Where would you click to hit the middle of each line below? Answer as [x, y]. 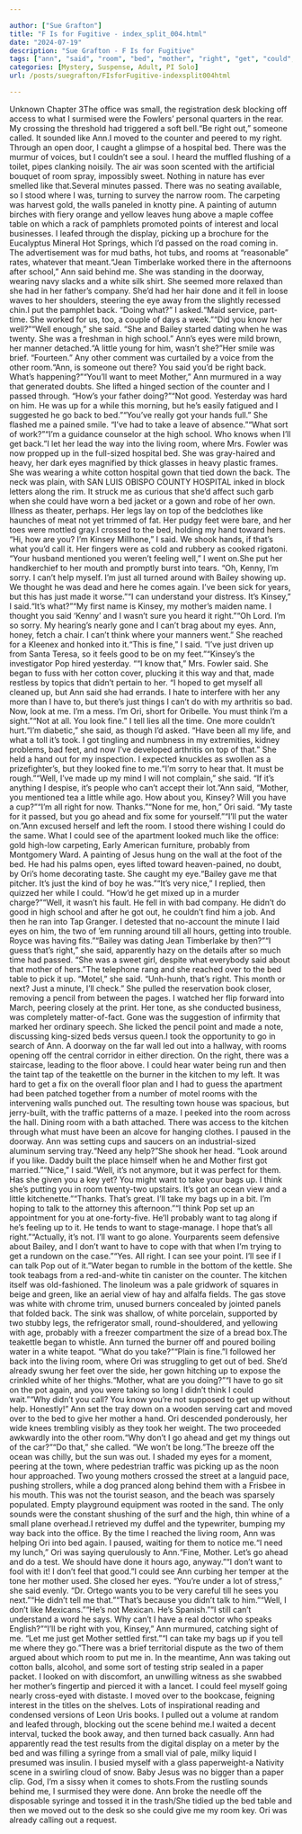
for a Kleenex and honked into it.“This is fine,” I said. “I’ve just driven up [142, 644]
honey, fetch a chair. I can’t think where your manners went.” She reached [146, 634]
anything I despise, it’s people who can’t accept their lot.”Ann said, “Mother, [149, 787]
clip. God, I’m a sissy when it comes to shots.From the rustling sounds [138, 1781]
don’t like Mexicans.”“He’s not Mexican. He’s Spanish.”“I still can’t [130, 1609]
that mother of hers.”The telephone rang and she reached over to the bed [145, 969]
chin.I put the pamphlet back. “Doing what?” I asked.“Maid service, [133, 309]
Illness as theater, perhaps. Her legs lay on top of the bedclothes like [136, 510]
